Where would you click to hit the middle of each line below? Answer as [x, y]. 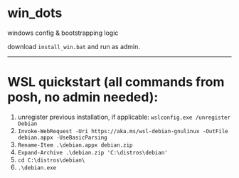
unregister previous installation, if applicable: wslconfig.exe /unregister [124, 117]
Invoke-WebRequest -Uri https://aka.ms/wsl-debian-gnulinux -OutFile [123, 131]
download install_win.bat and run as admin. [74, 46]
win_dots [35, 13]
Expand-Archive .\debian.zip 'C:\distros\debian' [93, 152]
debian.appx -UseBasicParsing [63, 137]
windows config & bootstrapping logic [63, 33]
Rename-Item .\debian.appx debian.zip [75, 145]
